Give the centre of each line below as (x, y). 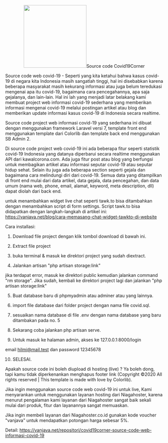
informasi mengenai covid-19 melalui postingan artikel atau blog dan (76, 108)
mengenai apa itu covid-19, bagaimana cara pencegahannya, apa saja (77, 92)
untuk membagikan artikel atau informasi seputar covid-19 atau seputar (79, 165)
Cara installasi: (21, 227)
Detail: (12, 430)
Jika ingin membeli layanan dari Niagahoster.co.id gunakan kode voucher (81, 415)
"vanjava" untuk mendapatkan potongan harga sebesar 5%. (67, 420)
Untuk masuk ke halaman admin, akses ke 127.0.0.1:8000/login (77, 340)
